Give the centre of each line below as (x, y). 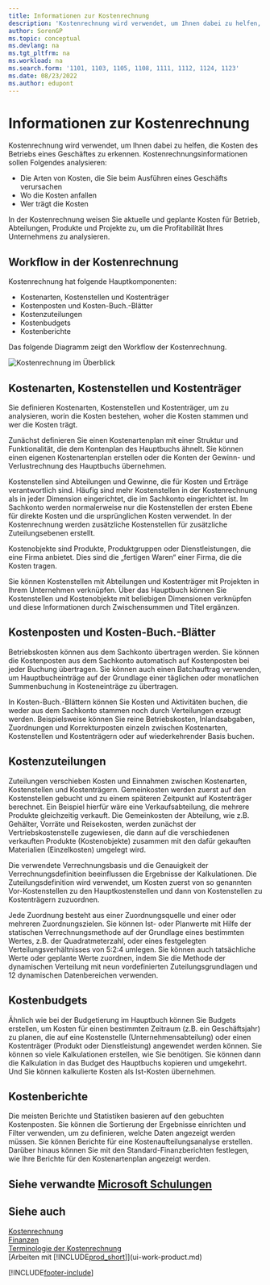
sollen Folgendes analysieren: (58, 163)
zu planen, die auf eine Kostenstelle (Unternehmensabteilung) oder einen (130, 1037)
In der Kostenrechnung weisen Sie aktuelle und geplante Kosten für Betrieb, (134, 219)
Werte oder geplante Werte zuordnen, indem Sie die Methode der (117, 957)
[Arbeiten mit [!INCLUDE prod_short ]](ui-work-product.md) (106, 1257)
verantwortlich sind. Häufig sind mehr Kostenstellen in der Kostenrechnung (133, 490)
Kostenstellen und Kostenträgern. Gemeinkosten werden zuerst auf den (127, 789)
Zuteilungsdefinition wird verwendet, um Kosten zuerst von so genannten (130, 882)
